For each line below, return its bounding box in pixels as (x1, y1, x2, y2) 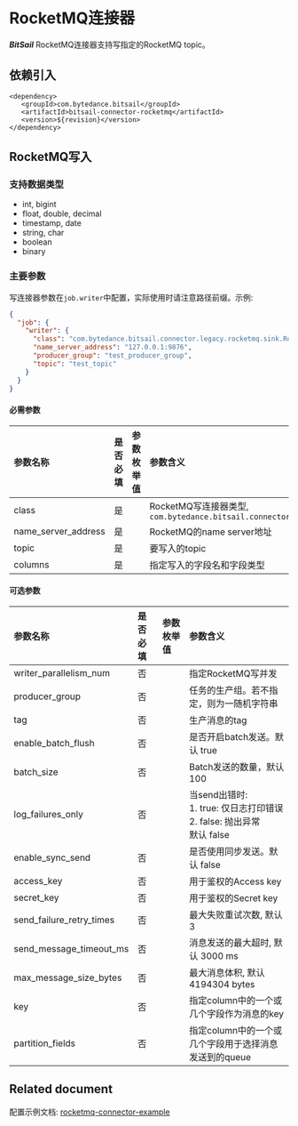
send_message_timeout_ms (13, 942, 129, 954)
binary (21, 246, 46, 257)
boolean (21, 237, 52, 247)
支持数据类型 (9, 179, 65, 191)
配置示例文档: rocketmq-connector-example (9, 1106, 170, 1117)
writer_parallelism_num (13, 666, 111, 679)
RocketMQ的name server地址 (149, 526, 272, 538)
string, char (21, 228, 65, 238)
